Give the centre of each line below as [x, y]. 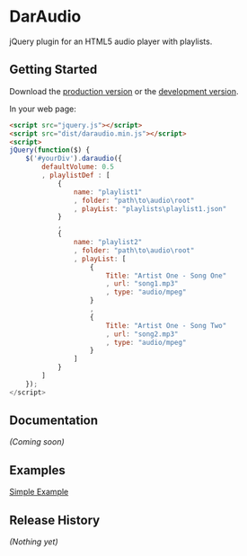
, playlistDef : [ [76, 175]
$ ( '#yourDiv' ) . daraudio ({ [74, 159]
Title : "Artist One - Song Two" [166, 325]
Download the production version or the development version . [124, 91]
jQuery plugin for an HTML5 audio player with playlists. [111, 41]
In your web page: [43, 109]
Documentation [54, 421]
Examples [37, 470]
